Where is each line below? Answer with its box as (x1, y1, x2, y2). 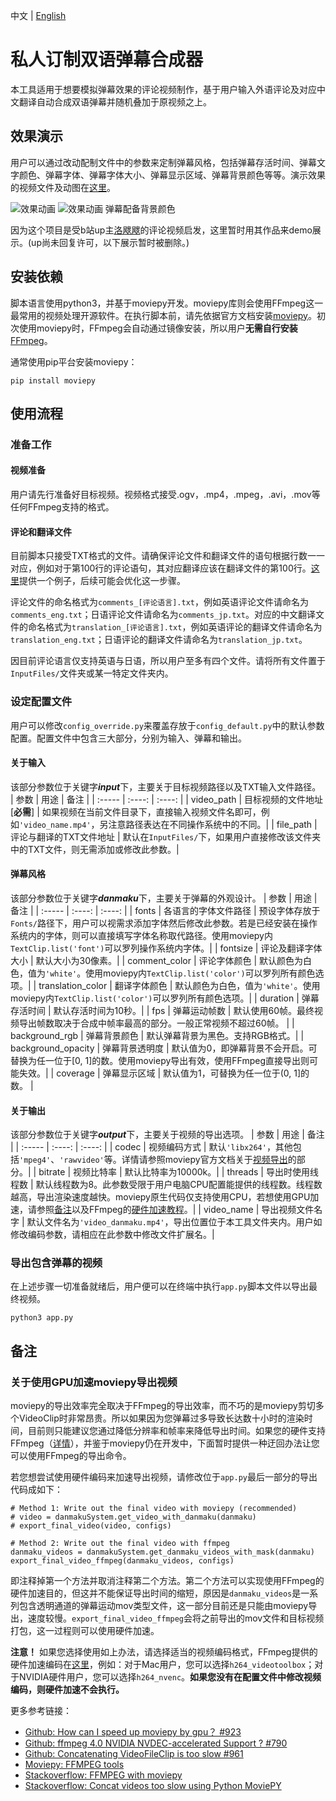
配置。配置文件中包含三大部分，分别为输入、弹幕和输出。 (10, 732, 247, 744)
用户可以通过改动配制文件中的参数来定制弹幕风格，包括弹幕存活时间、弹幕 (10, 156, 317, 168)
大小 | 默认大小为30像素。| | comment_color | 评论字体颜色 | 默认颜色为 (10, 954, 304, 966)
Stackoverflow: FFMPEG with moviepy (24, 1769, 183, 1781)
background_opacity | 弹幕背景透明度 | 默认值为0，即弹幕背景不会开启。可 (10, 1042, 318, 1054)
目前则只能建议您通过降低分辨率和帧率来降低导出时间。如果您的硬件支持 (27, 1425, 326, 1437)
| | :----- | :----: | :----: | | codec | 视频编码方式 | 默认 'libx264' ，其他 (10, 1141, 293, 1153)
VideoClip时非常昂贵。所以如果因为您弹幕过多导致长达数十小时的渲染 (18, 1412, 305, 1424)
